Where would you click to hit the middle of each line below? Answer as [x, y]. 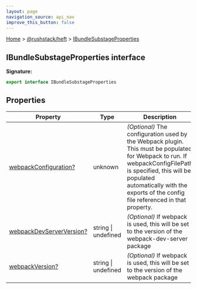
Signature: [19, 71]
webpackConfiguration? [42, 167]
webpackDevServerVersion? [48, 231]
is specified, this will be [159, 170]
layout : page [22, 11]
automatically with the [157, 185]
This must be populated [159, 149]
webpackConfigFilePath [160, 163]
